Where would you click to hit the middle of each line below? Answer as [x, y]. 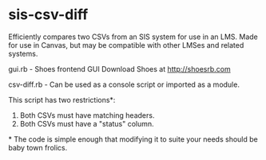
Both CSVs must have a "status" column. [87, 123]
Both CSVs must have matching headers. [87, 115]
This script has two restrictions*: [62, 100]
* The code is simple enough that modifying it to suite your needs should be [133, 139]
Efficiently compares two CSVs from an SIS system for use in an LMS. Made [133, 37]
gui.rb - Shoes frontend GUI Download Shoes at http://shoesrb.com [119, 68]
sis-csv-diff [48, 15]
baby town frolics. [38, 147]
